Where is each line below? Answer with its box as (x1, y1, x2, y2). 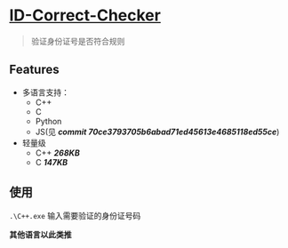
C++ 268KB (35, 148, 80, 158)
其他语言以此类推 (9, 228, 72, 240)
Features (9, 62, 60, 77)
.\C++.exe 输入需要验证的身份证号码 (9, 210, 141, 220)
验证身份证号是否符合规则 (30, 36, 125, 46)
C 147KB (35, 156, 68, 167)
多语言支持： (21, 86, 69, 98)
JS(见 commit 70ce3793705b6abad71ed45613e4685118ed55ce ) (35, 126, 280, 137)
